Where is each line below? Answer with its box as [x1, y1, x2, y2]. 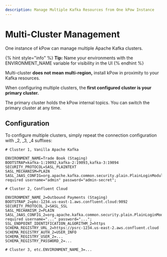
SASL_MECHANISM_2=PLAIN [5, 208, 55, 213]
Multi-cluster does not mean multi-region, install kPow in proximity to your [5, 70, 159, 76]
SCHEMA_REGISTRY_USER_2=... [5, 234, 64, 239]
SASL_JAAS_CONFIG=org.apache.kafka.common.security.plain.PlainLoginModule [5, 173, 166, 178]
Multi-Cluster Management [5, 28, 120, 40]
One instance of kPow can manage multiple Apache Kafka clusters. [5, 45, 143, 51]
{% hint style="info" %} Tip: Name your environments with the [5, 55, 133, 61]
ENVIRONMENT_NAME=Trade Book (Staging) [5, 156, 88, 161]
